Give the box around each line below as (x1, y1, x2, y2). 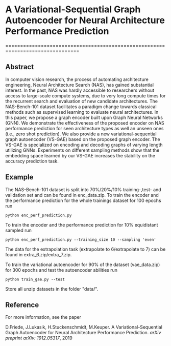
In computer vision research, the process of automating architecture (5, 76, 149, 83)
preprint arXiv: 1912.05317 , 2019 (5, 335, 72, 341)
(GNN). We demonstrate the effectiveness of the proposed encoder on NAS (5, 119, 164, 126)
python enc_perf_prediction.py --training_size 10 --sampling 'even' (5, 237, 157, 242)
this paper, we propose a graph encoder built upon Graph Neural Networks (5, 114, 163, 120)
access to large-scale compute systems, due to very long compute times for (5, 92, 166, 98)
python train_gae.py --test (5, 277, 65, 282)
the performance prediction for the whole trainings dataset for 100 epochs (5, 197, 162, 203)
